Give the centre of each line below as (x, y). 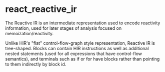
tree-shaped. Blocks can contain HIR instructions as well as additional (77, 48)
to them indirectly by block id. (36, 64)
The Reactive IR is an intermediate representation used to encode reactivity (83, 23)
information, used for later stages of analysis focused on (63, 28)
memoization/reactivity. (29, 33)
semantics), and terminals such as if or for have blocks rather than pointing (82, 59)
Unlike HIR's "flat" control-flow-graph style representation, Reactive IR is (80, 43)
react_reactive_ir (41, 9)
